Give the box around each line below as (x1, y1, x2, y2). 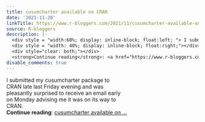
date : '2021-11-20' (6, 15, 56, 21)
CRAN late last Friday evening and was (6, 83, 104, 90)
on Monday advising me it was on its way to (6, 95, 117, 103)
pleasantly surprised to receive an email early (6, 89, 121, 97)
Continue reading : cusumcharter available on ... (6, 109, 128, 116)
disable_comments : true (6, 59, 67, 66)
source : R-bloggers (6, 25, 56, 32)
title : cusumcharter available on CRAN (6, 8, 108, 15)
